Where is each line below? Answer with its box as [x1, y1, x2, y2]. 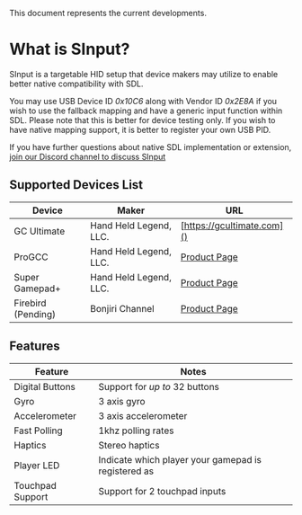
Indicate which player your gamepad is [98, 453, 262, 466]
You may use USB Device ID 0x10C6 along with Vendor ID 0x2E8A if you [9, 95, 277, 106]
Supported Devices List [9, 177, 144, 192]
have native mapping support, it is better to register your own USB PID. [9, 124, 271, 135]
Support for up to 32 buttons [98, 380, 220, 393]
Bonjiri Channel [89, 302, 155, 315]
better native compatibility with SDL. [9, 78, 144, 89]
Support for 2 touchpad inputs [98, 484, 226, 497]
